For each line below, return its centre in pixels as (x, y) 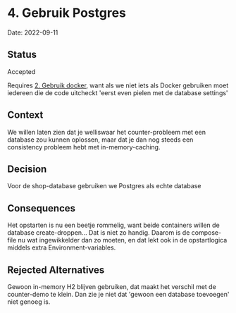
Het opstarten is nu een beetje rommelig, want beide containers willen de (113, 225)
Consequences (42, 208)
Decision (27, 169)
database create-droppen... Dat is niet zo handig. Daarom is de (99, 233)
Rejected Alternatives (56, 270)
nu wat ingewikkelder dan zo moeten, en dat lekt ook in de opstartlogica (123, 240)
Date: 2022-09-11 (33, 32)
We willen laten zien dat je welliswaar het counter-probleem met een (107, 132)
